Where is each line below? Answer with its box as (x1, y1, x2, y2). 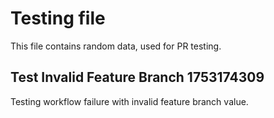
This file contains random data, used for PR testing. (10, 40, 222, 52)
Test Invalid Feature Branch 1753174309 (10, 69, 265, 86)
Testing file (10, 7, 106, 30)
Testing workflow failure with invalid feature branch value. (10, 95, 249, 107)
